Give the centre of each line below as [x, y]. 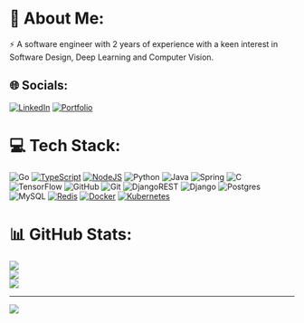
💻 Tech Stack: [65, 145]
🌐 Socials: [39, 85]
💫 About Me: [57, 19]
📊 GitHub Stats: [71, 234]
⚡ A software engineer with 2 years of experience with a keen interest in [144, 43]
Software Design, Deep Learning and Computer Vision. [112, 57]
